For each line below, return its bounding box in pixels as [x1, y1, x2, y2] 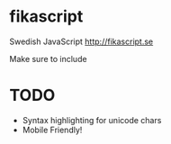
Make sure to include [9, 53, 87, 64]
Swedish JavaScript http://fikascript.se [9, 36, 154, 47]
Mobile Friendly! [22, 124, 83, 135]
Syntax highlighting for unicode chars [22, 114, 162, 125]
